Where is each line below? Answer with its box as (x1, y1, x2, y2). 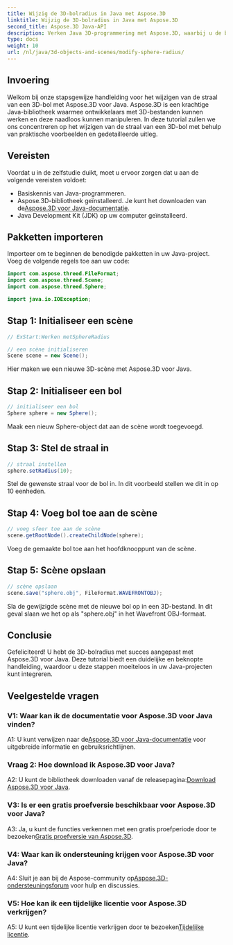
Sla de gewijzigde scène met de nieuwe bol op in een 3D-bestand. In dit (7, 602, 213, 610)
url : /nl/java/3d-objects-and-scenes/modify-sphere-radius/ (7, 49, 185, 56)
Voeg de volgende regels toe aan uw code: (7, 257, 130, 266)
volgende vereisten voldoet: (7, 175, 87, 184)
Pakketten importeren (7, 231, 103, 243)
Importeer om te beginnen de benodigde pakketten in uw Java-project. (7, 250, 210, 258)
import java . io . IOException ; (7, 295, 92, 302)
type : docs (7, 36, 39, 43)
